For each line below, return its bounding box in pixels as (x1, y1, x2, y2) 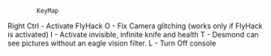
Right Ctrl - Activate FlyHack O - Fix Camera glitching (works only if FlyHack (7, 21, 263, 31)
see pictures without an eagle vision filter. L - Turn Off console (7, 38, 217, 48)
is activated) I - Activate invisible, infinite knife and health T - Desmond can (7, 30, 259, 39)
